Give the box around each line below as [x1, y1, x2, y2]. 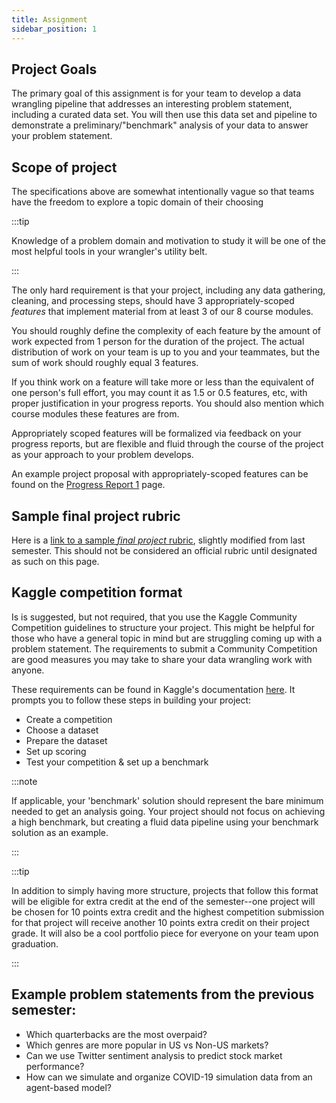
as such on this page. [11, 555, 100, 567]
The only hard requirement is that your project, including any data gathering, [11, 284, 326, 296]
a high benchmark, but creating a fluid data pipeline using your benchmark [11, 816, 319, 828]
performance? [25, 1060, 85, 1072]
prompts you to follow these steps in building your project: [11, 694, 252, 706]
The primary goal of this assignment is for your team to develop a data [11, 87, 302, 100]
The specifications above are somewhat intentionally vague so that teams [11, 186, 315, 198]
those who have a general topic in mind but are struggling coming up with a [11, 632, 323, 644]
